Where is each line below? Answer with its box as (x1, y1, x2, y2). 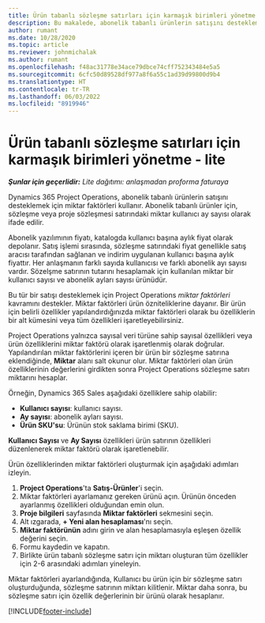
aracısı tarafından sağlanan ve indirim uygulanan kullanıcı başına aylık (8, 250, 234, 260)
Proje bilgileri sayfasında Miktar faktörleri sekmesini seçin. (19, 508, 214, 519)
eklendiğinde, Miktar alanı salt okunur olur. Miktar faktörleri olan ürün (8, 356, 233, 366)
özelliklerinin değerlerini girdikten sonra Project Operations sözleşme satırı (8, 365, 250, 374)
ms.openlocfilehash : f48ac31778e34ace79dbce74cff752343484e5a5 (8, 63, 221, 71)
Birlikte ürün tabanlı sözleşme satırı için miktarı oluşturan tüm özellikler (19, 551, 248, 560)
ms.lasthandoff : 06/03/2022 (8, 93, 101, 101)
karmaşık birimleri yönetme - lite (8, 151, 226, 169)
